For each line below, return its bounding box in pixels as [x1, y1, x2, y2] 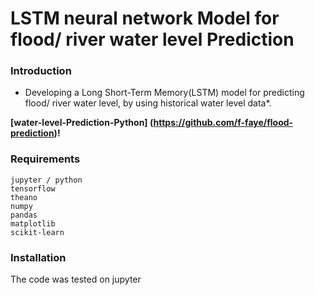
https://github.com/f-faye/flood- [153, 117, 294, 129]
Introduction [10, 64, 72, 78]
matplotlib [10, 218, 56, 229]
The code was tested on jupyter [10, 273, 142, 286]
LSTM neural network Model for [10, 7, 280, 30]
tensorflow [10, 183, 56, 194]
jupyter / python [10, 175, 83, 185]
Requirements [10, 152, 81, 166]
